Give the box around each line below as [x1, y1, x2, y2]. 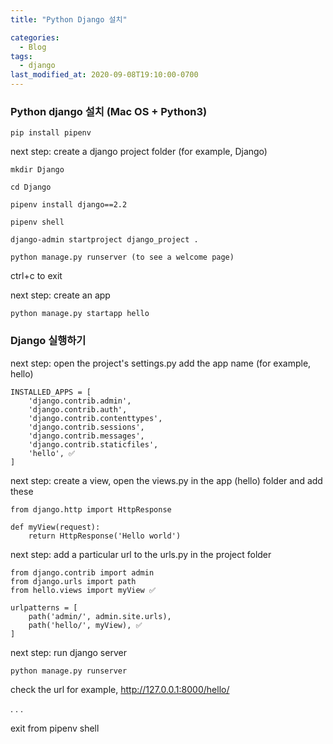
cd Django [10, 182, 52, 193]
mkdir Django [10, 165, 65, 175]
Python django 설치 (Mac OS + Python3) [10, 104, 208, 118]
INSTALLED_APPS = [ [10, 387, 92, 397]
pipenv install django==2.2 [10, 200, 128, 210]
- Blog [19, 42, 47, 52]
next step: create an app [10, 289, 111, 301]
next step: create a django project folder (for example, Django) [10, 146, 268, 158]
